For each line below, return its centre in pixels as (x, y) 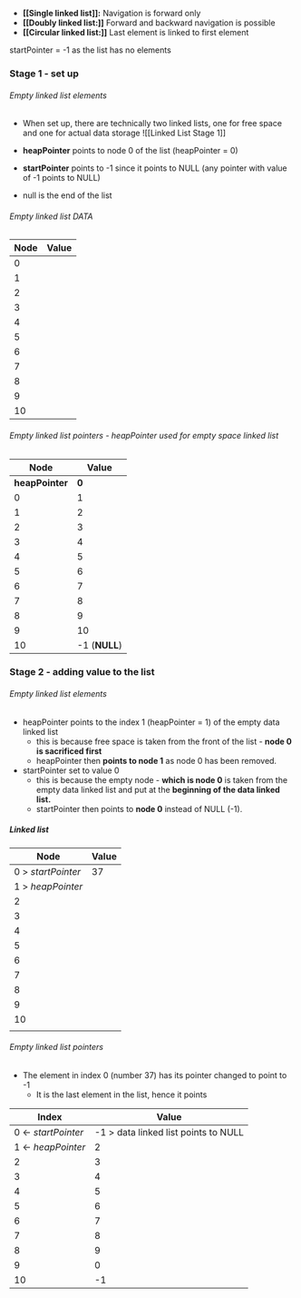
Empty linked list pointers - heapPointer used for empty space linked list (144, 435)
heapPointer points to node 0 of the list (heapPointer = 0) (130, 151)
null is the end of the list (67, 195)
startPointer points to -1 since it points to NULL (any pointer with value (155, 168)
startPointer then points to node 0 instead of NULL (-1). (139, 808)
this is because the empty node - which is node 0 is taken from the (162, 779)
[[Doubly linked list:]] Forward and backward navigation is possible (149, 23)
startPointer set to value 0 (71, 770)
